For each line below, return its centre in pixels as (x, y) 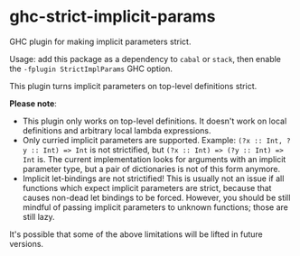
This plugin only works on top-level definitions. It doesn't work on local (155, 121)
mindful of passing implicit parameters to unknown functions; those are (155, 207)
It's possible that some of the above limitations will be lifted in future (136, 234)
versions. (26, 243)
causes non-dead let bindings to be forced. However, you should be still (156, 197)
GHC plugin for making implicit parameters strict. (100, 41)
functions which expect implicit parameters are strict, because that (147, 187)
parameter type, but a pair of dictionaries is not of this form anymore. (151, 169)
